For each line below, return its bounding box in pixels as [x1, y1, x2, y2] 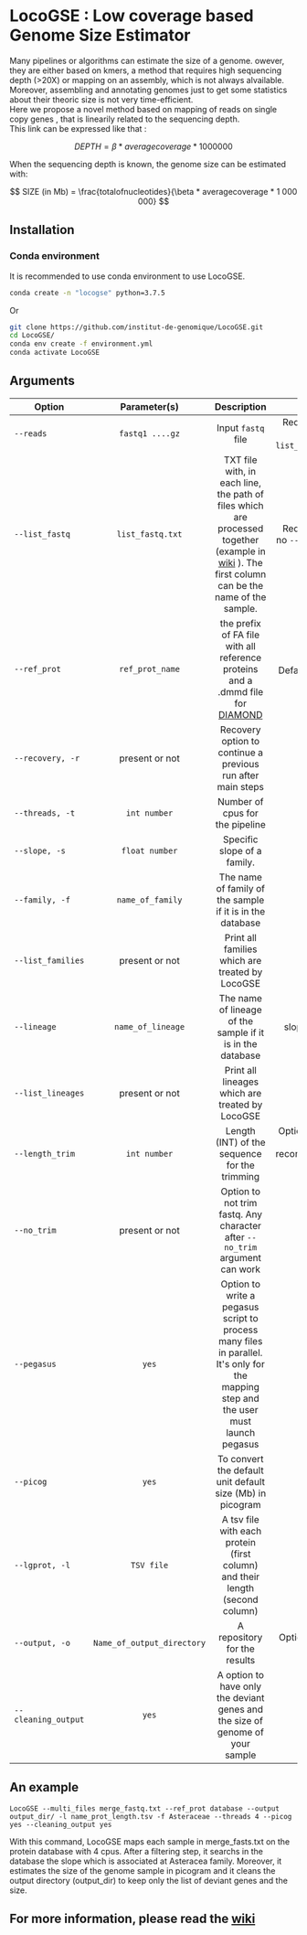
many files [217, 1334, 263, 1347]
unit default [216, 1475, 265, 1488]
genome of [217, 1726, 265, 1738]
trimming [221, 1170, 260, 1182]
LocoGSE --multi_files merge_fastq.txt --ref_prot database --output [9, 1803, 281, 1813]
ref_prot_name [118, 664, 181, 674]
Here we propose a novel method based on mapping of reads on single [9, 103, 278, 114]
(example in [215, 545, 267, 558]
